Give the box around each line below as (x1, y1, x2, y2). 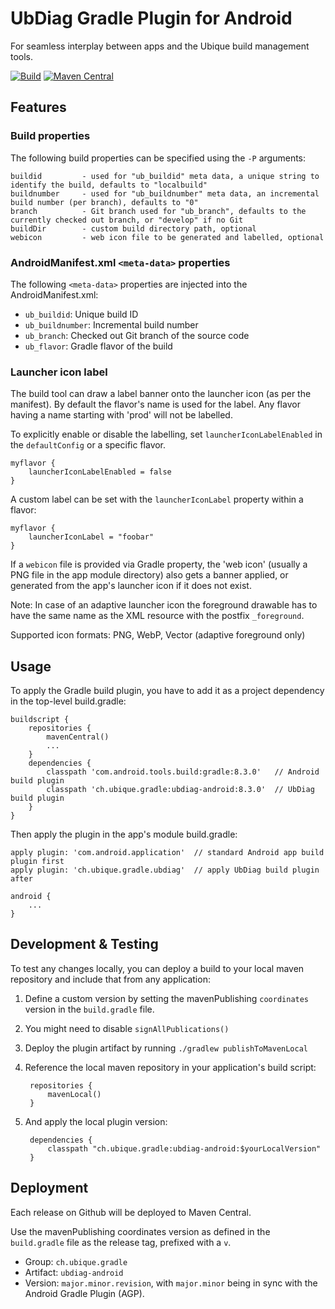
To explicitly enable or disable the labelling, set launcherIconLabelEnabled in (10, 428, 323, 441)
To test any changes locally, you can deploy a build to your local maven (10, 962, 305, 974)
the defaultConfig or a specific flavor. (10, 439, 167, 451)
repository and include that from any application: (10, 973, 211, 985)
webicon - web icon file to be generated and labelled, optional (10, 232, 325, 242)
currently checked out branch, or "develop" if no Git (10, 215, 244, 225)
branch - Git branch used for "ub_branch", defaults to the (10, 206, 307, 216)
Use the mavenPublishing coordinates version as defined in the (10, 1225, 271, 1237)
